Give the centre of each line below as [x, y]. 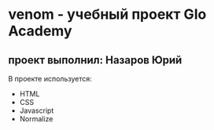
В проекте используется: [50, 79]
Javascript [37, 110]
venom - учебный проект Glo [107, 14]
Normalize [36, 119]
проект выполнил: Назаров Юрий [95, 60]
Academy [40, 31]
